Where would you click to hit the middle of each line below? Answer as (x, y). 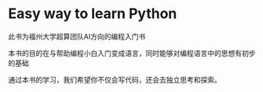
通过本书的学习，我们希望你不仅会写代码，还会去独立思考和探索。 (115, 79)
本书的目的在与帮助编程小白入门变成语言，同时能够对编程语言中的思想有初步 (132, 53)
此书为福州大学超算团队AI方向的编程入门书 (77, 36)
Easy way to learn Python (93, 14)
